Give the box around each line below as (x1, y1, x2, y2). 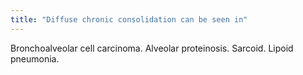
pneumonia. (10, 52, 60, 65)
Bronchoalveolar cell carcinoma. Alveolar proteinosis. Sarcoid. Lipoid (10, 42, 294, 54)
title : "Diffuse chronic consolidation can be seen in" (10, 14, 248, 25)
